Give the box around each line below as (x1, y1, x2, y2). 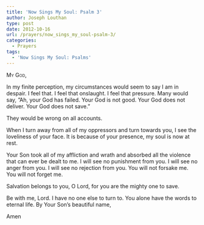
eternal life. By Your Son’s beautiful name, (6, 201, 112, 208)
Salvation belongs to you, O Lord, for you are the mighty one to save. (6, 182, 180, 190)
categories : (6, 37, 37, 43)
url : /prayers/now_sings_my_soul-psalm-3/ (6, 32, 116, 38)
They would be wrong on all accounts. (6, 114, 103, 122)
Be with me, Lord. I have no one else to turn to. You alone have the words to (6, 194, 197, 202)
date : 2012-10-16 (6, 26, 51, 32)
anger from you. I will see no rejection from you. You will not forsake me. (6, 164, 189, 171)
